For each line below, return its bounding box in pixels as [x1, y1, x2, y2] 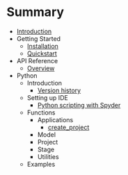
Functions [26, 108, 56, 117]
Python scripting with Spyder [37, 101, 121, 109]
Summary [6, 4, 64, 20]
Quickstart [26, 49, 57, 58]
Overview [26, 64, 55, 72]
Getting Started [16, 34, 61, 42]
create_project [47, 123, 90, 131]
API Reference [16, 56, 58, 65]
